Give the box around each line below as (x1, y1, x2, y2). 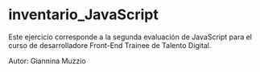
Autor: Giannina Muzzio (8, 56, 86, 66)
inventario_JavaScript (8, 6, 159, 24)
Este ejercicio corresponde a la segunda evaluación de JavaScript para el (8, 32, 252, 42)
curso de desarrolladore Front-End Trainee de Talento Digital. (8, 40, 212, 50)
